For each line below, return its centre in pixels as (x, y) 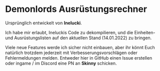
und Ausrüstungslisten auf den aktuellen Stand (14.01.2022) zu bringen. (79, 38)
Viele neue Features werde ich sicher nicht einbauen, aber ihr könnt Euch (80, 47)
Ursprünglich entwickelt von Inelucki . (43, 23)
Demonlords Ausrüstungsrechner (76, 9)
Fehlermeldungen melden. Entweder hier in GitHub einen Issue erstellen (79, 58)
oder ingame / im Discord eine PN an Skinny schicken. (61, 63)
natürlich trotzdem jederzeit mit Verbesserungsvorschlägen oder (71, 53)
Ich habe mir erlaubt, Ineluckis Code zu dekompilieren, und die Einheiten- (80, 32)
